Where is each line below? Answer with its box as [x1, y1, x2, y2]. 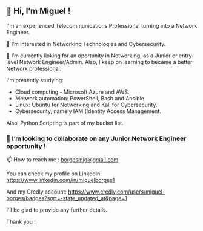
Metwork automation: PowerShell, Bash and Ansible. [15, 94, 146, 102]
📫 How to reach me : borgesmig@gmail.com [6, 156, 119, 163]
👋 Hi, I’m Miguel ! [6, 6, 71, 16]
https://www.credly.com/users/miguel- [67, 188, 165, 195]
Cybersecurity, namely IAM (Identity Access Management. [15, 107, 162, 115]
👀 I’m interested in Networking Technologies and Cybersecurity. [6, 40, 166, 47]
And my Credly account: [6, 188, 67, 195]
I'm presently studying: [6, 76, 64, 83]
